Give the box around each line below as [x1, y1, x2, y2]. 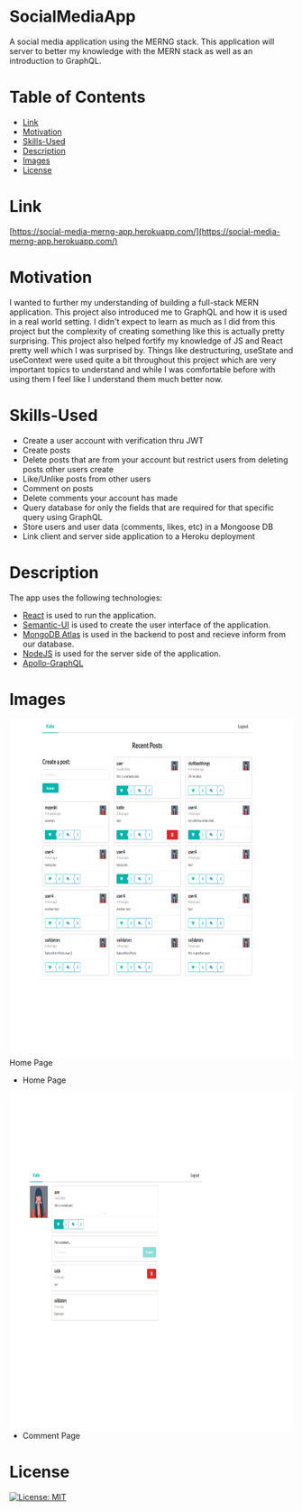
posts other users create [22, 463, 114, 474]
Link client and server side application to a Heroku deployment [22, 530, 255, 542]
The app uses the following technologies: [9, 592, 163, 603]
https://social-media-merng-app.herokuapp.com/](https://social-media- [12, 225, 281, 236]
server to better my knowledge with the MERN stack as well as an [9, 45, 253, 56]
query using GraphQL [22, 511, 104, 522]
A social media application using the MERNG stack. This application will [9, 36, 275, 47]
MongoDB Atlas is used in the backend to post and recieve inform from [22, 628, 287, 639]
